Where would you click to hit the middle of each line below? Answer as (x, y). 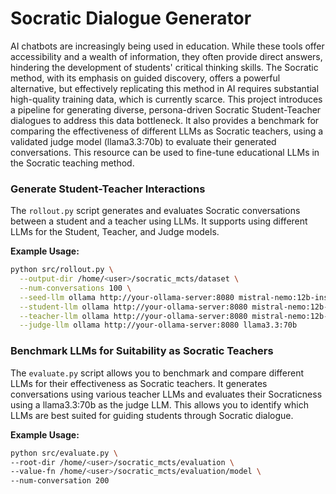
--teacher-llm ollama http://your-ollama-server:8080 (133, 316)
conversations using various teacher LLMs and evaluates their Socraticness (166, 394)
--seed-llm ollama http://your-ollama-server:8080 (127, 297)
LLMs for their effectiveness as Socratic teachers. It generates (139, 383)
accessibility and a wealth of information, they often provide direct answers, (166, 56)
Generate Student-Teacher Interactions (108, 189)
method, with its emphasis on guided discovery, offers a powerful (145, 78)
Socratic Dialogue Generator (131, 18)
